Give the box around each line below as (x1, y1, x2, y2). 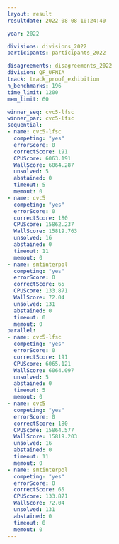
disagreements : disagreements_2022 (7, 62, 113, 70)
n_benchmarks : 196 (7, 82, 62, 89)
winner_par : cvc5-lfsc (7, 115, 74, 122)
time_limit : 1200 (7, 88, 59, 96)
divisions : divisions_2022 (7, 43, 87, 50)
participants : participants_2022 (7, 49, 106, 57)
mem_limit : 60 (7, 96, 50, 103)
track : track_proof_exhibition (7, 76, 100, 83)
